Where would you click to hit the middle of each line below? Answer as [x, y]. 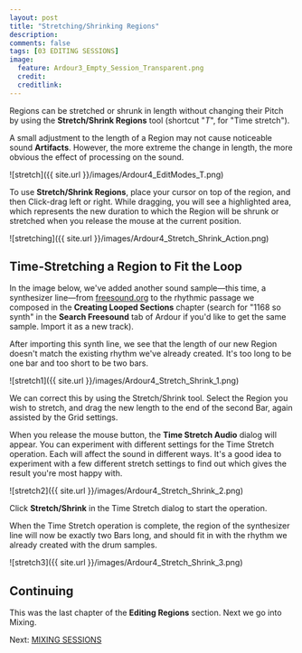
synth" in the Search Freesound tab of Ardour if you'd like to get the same [148, 317]
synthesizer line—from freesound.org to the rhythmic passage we [132, 298]
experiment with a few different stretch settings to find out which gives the [148, 464]
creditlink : [40, 85]
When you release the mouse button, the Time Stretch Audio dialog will [143, 435]
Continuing [42, 591]
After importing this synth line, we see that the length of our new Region [143, 344]
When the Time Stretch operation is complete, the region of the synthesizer [150, 526]
